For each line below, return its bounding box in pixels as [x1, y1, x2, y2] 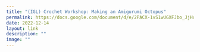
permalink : [6, 14, 33, 20]
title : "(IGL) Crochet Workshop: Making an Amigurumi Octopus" [6, 8, 167, 15]
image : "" [6, 36, 31, 42]
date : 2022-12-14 [6, 20, 49, 26]
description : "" [6, 31, 46, 37]
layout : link [6, 25, 39, 32]
